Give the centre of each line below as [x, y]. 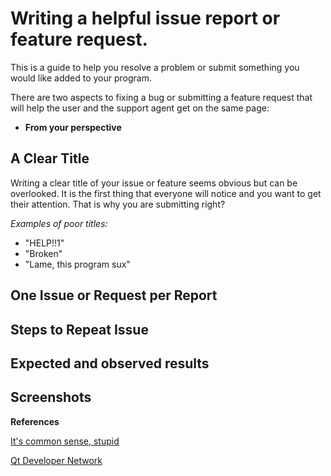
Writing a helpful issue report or [145, 18]
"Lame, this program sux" [77, 264]
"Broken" [43, 253]
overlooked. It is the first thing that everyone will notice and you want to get [166, 193]
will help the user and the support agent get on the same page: [140, 108]
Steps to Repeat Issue [79, 329]
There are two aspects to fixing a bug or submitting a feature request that [161, 97]
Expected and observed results [110, 363]
